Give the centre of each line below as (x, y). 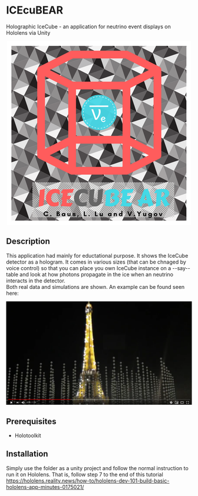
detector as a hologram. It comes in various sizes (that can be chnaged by (96, 262)
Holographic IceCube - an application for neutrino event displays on (88, 26)
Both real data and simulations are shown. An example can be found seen (95, 287)
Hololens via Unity (28, 32)
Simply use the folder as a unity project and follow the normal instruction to (97, 468)
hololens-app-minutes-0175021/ (45, 487)
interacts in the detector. (36, 281)
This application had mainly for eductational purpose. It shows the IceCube (97, 255)
